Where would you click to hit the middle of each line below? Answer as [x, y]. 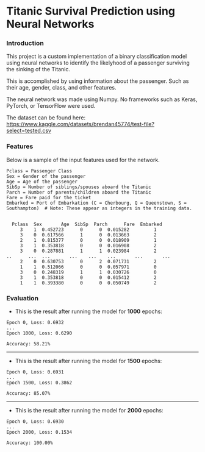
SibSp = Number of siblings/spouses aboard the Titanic [79, 187]
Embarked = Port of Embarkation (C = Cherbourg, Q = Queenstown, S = [97, 203]
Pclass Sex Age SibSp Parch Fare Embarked [87, 224]
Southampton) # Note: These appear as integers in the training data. [99, 208]
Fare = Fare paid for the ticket [49, 197]
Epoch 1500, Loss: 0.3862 [39, 383]
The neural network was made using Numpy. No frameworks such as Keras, [102, 99]
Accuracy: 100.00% [30, 443]
